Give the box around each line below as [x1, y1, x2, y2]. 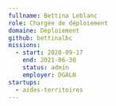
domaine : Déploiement [8, 26, 80, 34]
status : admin [22, 64, 69, 72]
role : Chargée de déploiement [8, 19, 109, 27]
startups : [8, 78, 41, 86]
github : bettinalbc [8, 33, 73, 42]
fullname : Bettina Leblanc [8, 11, 98, 20]
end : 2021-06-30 [22, 57, 77, 65]
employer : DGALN [22, 71, 77, 79]
